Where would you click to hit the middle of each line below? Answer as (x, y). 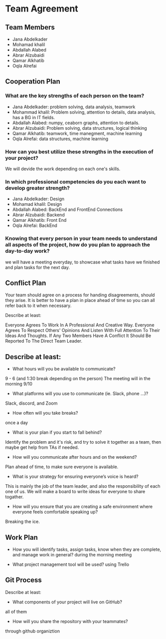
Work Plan (22, 537)
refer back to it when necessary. (38, 305)
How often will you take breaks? (45, 413)
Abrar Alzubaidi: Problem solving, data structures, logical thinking (80, 128)
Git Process (24, 580)
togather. (14, 497)
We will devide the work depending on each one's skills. (63, 169)
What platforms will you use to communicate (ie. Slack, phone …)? (80, 394)
